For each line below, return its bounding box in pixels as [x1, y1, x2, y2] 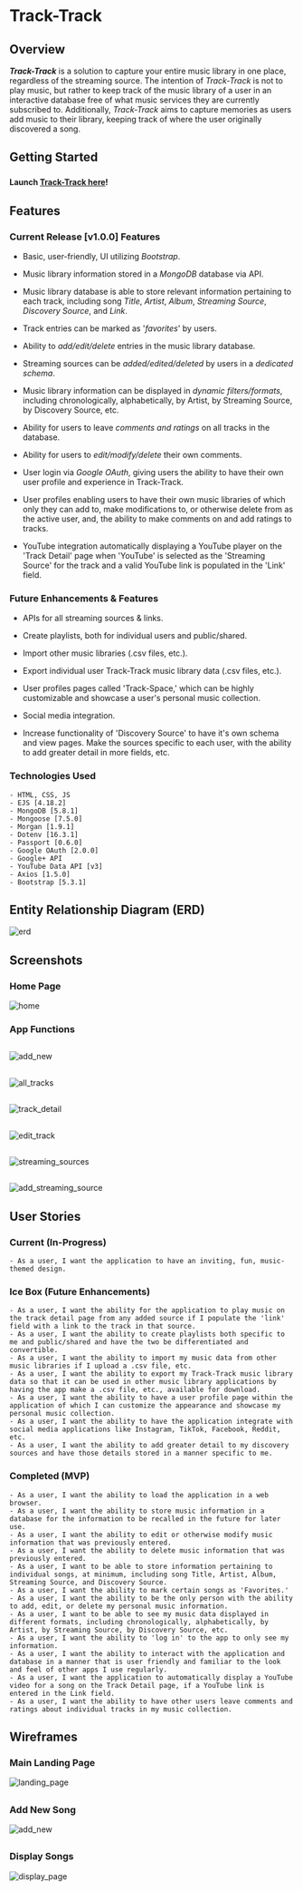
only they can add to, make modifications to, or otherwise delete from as [22, 504, 294, 514]
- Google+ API [9, 853, 63, 863]
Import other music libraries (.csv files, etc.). [22, 648, 188, 658]
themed [9, 1264, 34, 1274]
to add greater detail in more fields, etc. [22, 747, 170, 758]
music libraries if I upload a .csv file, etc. [9, 1361, 193, 1370]
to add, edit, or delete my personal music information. [9, 1602, 229, 1611]
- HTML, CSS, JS [9, 790, 71, 799]
